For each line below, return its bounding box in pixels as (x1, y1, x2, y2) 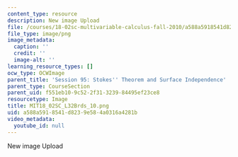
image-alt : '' (13, 57, 55, 64)
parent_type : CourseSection (7, 83, 91, 90)
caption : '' (13, 43, 50, 50)
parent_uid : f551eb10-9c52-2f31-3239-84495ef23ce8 (7, 89, 160, 96)
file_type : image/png (7, 30, 72, 37)
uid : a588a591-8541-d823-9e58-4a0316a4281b (7, 109, 138, 116)
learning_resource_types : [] (7, 63, 93, 70)
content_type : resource (7, 10, 78, 18)
